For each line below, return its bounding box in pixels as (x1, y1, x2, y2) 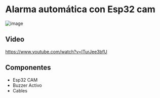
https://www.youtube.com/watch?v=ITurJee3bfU (5, 48, 107, 54)
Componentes (5, 63, 52, 72)
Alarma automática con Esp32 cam (5, 4, 155, 15)
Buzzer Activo (12, 82, 42, 88)
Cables (12, 87, 28, 93)
